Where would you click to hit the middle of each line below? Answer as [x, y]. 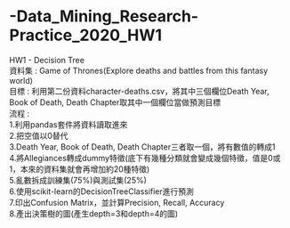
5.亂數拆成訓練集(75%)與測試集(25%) [78, 180]
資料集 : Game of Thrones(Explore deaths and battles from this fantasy [139, 70]
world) [21, 80]
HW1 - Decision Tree [47, 60]
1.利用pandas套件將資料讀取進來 [68, 124]
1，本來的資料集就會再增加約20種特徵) [80, 169]
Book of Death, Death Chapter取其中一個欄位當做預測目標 [115, 102]
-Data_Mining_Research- [104, 16]
